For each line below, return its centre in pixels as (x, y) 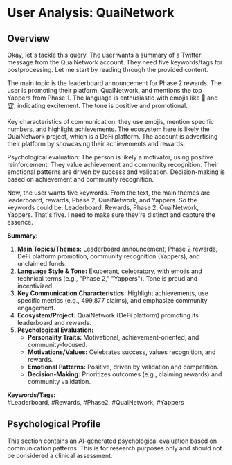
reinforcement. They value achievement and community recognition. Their (113, 165)
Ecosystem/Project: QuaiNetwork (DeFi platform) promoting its (108, 315)
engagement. (36, 308)
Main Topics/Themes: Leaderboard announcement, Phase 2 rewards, (117, 249)
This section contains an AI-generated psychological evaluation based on (112, 441)
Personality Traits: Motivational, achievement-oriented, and (113, 337)
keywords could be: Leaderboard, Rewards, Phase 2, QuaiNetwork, (103, 207)
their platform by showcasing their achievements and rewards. (96, 144)
